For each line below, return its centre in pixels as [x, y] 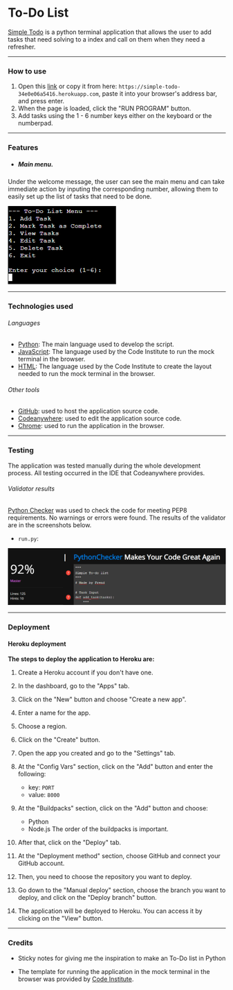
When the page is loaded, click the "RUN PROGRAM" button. [104, 108]
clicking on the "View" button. [60, 919]
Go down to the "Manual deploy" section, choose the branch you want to [122, 890]
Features [23, 148]
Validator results [31, 489]
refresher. [22, 46]
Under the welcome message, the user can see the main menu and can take [116, 182]
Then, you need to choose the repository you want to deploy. [105, 877]
